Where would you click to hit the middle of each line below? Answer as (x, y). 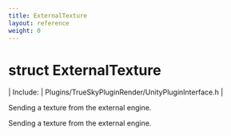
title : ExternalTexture (48, 16)
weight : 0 (25, 30)
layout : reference (39, 23)
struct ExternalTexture (85, 70)
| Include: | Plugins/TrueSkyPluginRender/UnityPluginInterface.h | (116, 92)
